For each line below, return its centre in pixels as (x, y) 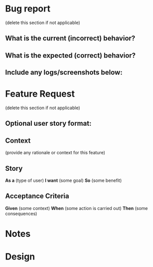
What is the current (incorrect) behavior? (70, 38)
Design (20, 257)
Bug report (28, 9)
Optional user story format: (48, 123)
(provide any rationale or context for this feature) (55, 153)
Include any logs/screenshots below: (64, 72)
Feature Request (40, 94)
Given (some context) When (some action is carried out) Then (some (76, 208)
